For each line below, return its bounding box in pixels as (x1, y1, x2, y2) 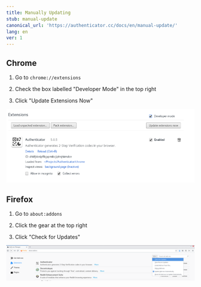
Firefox (6, 194, 33, 204)
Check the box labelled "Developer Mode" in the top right (14, 85, 157, 92)
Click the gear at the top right (14, 222, 88, 229)
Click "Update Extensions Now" (14, 96, 93, 104)
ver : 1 (6, 35, 23, 41)
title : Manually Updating (6, 10, 71, 16)
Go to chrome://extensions (14, 74, 81, 81)
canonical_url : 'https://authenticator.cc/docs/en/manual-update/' (6, 22, 178, 28)
